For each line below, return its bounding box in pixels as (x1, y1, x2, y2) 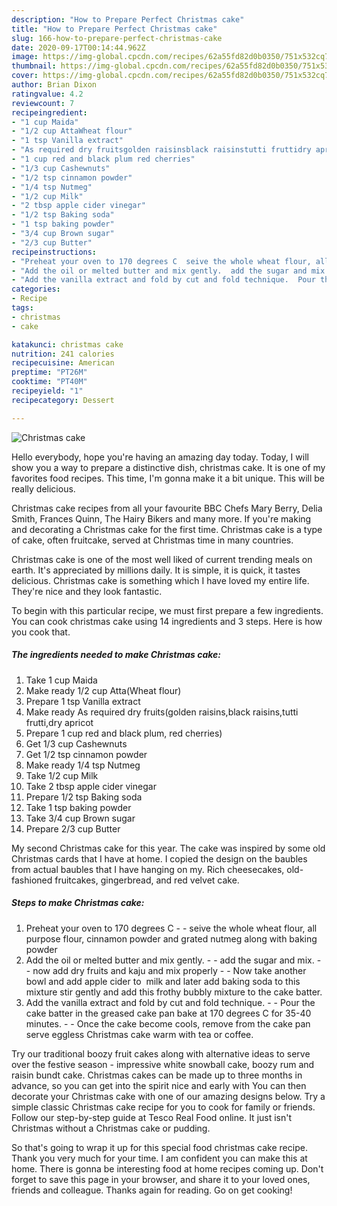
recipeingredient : (11, 107, 88, 118)
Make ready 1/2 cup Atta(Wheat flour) (25, 684, 182, 696)
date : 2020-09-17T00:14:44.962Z (11, 42, 146, 53)
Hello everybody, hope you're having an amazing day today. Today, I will (11, 451, 309, 463)
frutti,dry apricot (25, 716, 94, 728)
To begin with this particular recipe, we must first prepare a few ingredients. (11, 604, 324, 616)
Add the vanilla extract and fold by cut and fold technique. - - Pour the (25, 996, 316, 1008)
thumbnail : (11, 61, 57, 71)
